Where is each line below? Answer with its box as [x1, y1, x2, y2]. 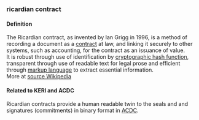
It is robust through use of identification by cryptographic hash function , [6, 53, 189, 61]
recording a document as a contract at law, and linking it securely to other [6, 40, 193, 48]
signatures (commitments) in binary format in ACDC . [6, 107, 139, 114]
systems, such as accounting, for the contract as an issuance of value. [6, 47, 185, 54]
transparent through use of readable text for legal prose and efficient [6, 60, 181, 67]
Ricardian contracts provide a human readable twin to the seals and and [6, 100, 189, 108]
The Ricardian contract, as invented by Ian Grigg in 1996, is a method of [6, 34, 188, 41]
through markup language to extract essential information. [6, 66, 154, 73]
